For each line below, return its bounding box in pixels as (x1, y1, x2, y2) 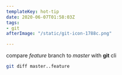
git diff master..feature (6, 63, 70, 70)
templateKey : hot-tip (6, 8, 60, 15)
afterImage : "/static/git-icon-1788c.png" (6, 31, 112, 37)
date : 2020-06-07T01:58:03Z (6, 14, 75, 20)
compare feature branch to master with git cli (6, 52, 117, 59)
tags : (6, 19, 19, 25)
